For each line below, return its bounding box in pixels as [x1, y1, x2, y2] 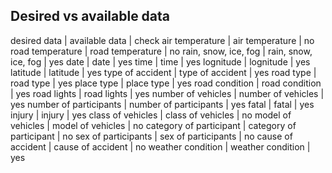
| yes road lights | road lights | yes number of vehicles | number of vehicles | [10, 87, 325, 99]
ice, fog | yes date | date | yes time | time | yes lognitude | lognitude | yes [10, 55, 311, 68]
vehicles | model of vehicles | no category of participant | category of [10, 119, 297, 131]
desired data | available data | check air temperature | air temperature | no [10, 34, 315, 46]
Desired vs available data [10, 8, 171, 25]
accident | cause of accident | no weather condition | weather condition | [10, 140, 311, 153]
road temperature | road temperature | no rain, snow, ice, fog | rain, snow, [10, 45, 313, 57]
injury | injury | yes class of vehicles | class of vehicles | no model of [10, 109, 292, 121]
